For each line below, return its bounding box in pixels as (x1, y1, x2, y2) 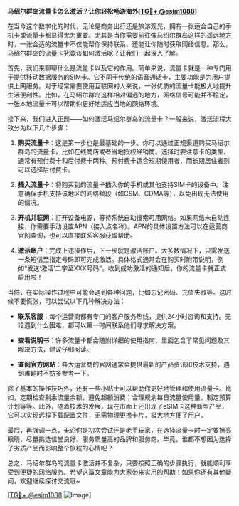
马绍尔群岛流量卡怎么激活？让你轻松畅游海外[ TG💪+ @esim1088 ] (7, 7, 198, 15)
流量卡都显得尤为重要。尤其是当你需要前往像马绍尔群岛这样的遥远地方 (26, 31, 232, 39)
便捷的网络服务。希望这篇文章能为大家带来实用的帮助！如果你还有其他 (19, 468, 225, 476)
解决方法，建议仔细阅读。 (17, 345, 93, 353)
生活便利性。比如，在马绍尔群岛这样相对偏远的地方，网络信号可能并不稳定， (7, 90, 232, 99)
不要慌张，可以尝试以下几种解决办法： (13, 297, 126, 305)
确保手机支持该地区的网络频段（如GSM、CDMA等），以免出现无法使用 (23, 189, 229, 198)
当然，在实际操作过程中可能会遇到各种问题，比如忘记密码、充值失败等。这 (7, 288, 225, 296)
